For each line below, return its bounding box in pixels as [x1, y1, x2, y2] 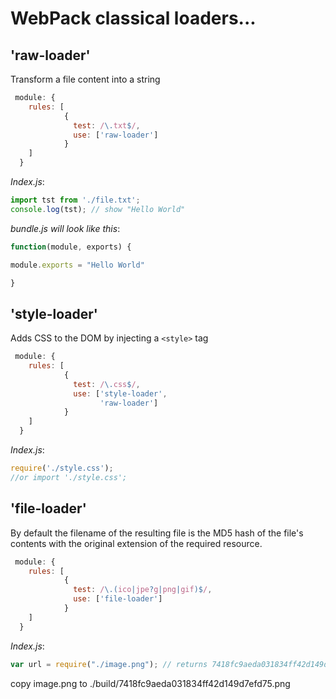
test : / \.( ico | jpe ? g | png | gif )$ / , [73, 585, 213, 595]
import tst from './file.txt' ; [10, 195, 141, 205]
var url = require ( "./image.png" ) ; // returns [10, 659, 208, 669]
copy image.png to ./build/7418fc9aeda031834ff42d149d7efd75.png [10, 677, 291, 689]
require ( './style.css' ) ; [10, 463, 114, 474]
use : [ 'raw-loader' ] [73, 130, 159, 140]
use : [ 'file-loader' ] [73, 594, 163, 604]
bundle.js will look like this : [10, 222, 121, 234]
